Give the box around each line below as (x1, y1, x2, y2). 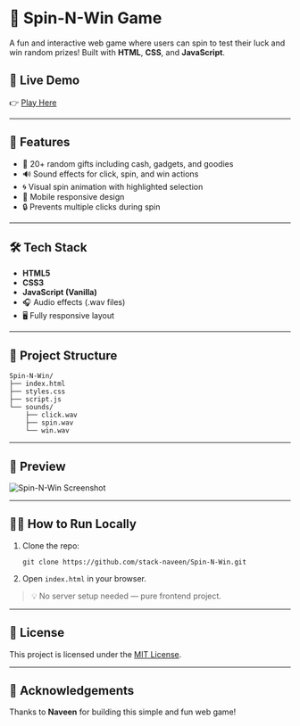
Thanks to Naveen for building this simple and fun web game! (9, 706, 237, 717)
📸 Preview (9, 458, 66, 474)
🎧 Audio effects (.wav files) (21, 297, 126, 308)
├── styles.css (9, 387, 66, 396)
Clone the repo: (21, 540, 80, 551)
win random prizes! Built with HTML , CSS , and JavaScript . (9, 46, 226, 57)
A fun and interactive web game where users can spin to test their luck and (9, 37, 286, 48)
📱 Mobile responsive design (21, 191, 125, 202)
